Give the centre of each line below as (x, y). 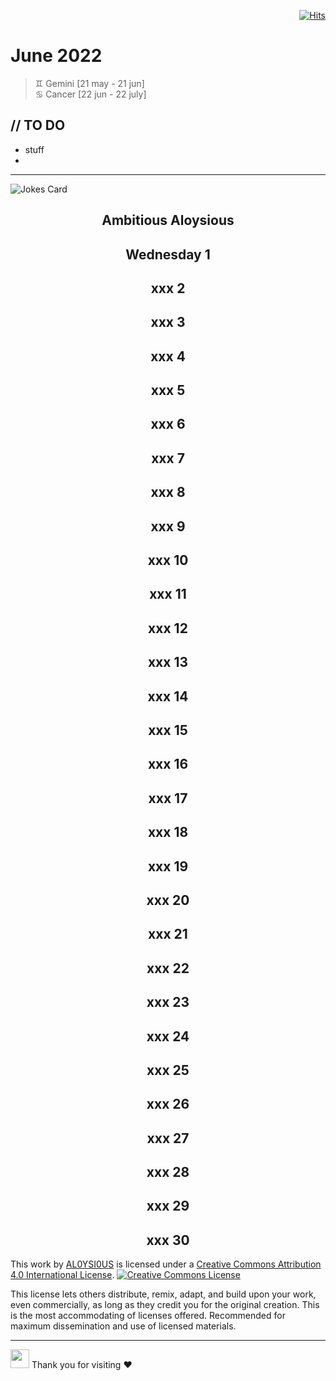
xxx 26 (168, 1104)
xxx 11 (168, 594)
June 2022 (56, 56)
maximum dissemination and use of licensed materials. (123, 1326)
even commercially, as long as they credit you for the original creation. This (165, 1305)
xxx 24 (168, 1036)
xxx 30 (168, 1240)
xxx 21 (168, 934)
